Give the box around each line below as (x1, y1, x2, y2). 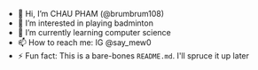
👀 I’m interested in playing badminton (17, 18, 153, 28)
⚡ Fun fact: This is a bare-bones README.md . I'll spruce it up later (17, 51, 250, 61)
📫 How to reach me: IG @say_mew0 (17, 37, 152, 48)
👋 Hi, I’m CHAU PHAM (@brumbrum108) (17, 9, 165, 19)
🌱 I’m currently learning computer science (17, 27, 171, 37)
